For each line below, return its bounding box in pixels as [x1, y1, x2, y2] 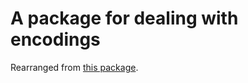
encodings [10, 28, 101, 51]
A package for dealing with [10, 7, 239, 30]
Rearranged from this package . [10, 61, 139, 73]
